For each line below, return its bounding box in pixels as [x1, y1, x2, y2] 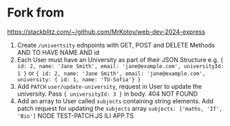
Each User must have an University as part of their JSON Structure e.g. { [17, 55, 224, 63]
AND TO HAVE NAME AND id [17, 48, 100, 56]
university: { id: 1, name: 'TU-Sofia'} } [17, 76, 141, 83]
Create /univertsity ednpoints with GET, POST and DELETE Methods [17, 41, 216, 49]
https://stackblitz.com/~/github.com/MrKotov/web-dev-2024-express [7, 28, 205, 36]
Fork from [7, 5, 65, 21]
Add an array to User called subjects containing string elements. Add [17, 96, 213, 105]
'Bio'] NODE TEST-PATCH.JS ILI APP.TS [17, 112, 134, 120]
